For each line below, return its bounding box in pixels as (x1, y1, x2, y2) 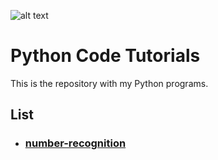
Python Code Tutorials (10, 45, 201, 67)
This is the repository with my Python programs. (10, 77, 209, 89)
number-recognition (24, 136, 127, 150)
